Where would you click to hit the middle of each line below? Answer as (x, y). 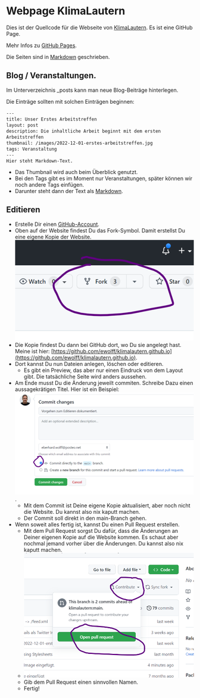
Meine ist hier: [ (34, 351)
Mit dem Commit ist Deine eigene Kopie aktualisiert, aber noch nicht (107, 505)
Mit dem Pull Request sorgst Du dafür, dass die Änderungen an (101, 531)
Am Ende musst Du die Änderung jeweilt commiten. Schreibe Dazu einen (104, 383)
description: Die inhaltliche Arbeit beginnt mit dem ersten (84, 131)
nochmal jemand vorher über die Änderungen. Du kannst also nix (103, 543)
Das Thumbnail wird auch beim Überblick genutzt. (76, 172)
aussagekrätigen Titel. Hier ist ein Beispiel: (67, 389)
